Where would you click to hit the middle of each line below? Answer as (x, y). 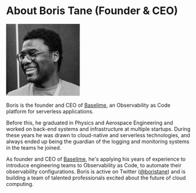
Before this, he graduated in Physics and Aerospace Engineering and (90, 123)
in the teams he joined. (34, 148)
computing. (20, 184)
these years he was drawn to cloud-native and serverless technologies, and (98, 136)
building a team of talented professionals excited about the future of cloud (96, 178)
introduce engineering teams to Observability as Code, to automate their (94, 165)
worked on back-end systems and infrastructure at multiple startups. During (98, 129)
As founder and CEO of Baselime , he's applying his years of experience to (96, 159)
